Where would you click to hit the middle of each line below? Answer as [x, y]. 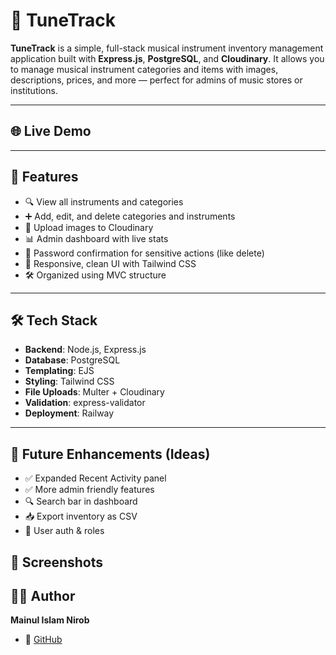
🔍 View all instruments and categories [104, 201]
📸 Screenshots [57, 562]
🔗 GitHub [43, 640]
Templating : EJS [59, 371]
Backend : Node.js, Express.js [85, 350]
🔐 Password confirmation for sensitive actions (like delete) [144, 253]
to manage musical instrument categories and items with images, [144, 69]
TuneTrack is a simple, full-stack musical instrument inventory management [167, 48]
